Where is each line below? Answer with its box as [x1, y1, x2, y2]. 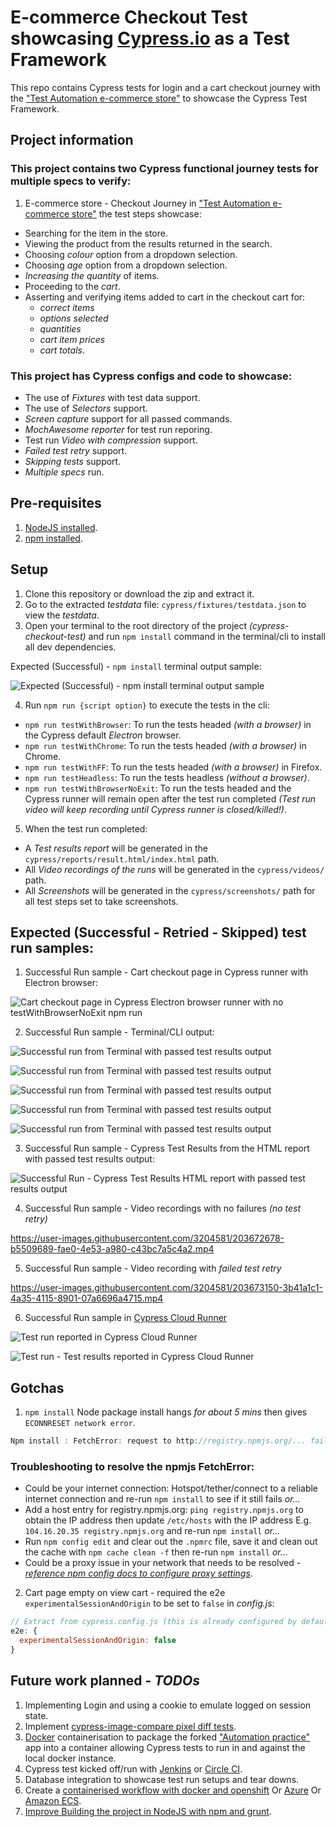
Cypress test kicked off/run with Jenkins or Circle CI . [24, 1762, 243, 1775]
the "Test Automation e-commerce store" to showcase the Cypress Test [10, 92, 308, 104]
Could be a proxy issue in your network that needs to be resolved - [24, 1557, 302, 1569]
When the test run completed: [24, 822, 148, 835]
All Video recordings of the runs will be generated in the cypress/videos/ [24, 863, 325, 875]
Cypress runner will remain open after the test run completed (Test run [24, 792, 317, 805]
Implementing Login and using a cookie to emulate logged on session [24, 1699, 312, 1711]
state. [24, 1709, 49, 1721]
